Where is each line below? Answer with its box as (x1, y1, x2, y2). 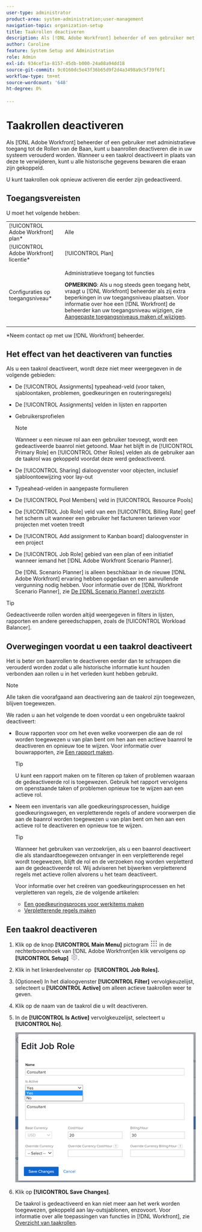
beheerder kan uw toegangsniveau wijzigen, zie (64, 307, 183, 314)
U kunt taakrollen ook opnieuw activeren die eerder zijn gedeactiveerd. (6, 176, 182, 183)
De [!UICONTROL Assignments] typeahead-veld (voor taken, (14, 383, 166, 390)
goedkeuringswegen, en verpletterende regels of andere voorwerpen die (14, 809, 196, 817)
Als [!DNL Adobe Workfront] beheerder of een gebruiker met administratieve (6, 138, 196, 146)
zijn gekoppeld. (6, 164, 44, 171)
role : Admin (6, 54, 36, 60)
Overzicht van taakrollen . (14, 1219, 78, 1227)
